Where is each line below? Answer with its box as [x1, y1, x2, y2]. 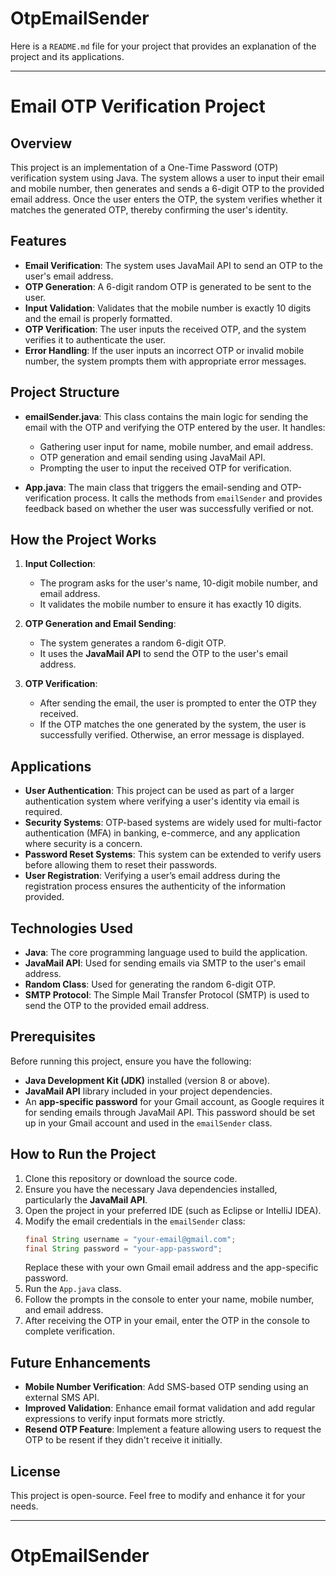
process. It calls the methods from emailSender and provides [73, 492, 323, 504]
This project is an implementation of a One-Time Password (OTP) [10, 161, 279, 173]
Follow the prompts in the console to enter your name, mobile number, [24, 1293, 315, 1306]
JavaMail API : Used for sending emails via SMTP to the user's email [24, 957, 306, 969]
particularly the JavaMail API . [24, 1193, 148, 1206]
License [10, 1463, 61, 1480]
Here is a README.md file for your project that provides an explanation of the [10, 40, 317, 52]
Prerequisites [10, 1028, 96, 1046]
